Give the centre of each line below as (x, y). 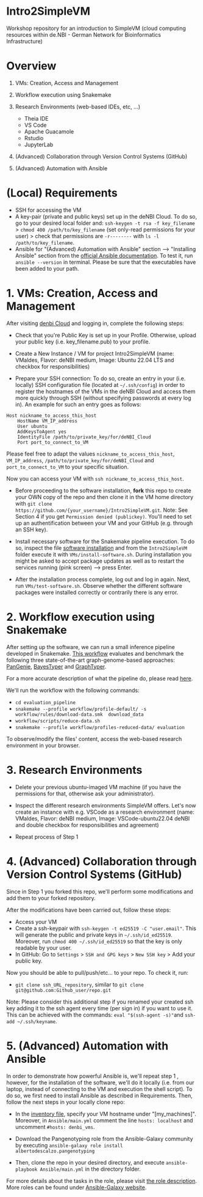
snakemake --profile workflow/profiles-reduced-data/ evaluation (100, 727)
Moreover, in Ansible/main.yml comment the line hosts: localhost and (104, 1120)
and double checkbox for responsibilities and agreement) (87, 825)
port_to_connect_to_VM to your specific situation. (68, 467)
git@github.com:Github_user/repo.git (63, 990)
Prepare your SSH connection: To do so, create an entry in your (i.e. (100, 378)
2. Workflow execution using (80, 617)
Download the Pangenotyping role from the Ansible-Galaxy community (104, 1139)
